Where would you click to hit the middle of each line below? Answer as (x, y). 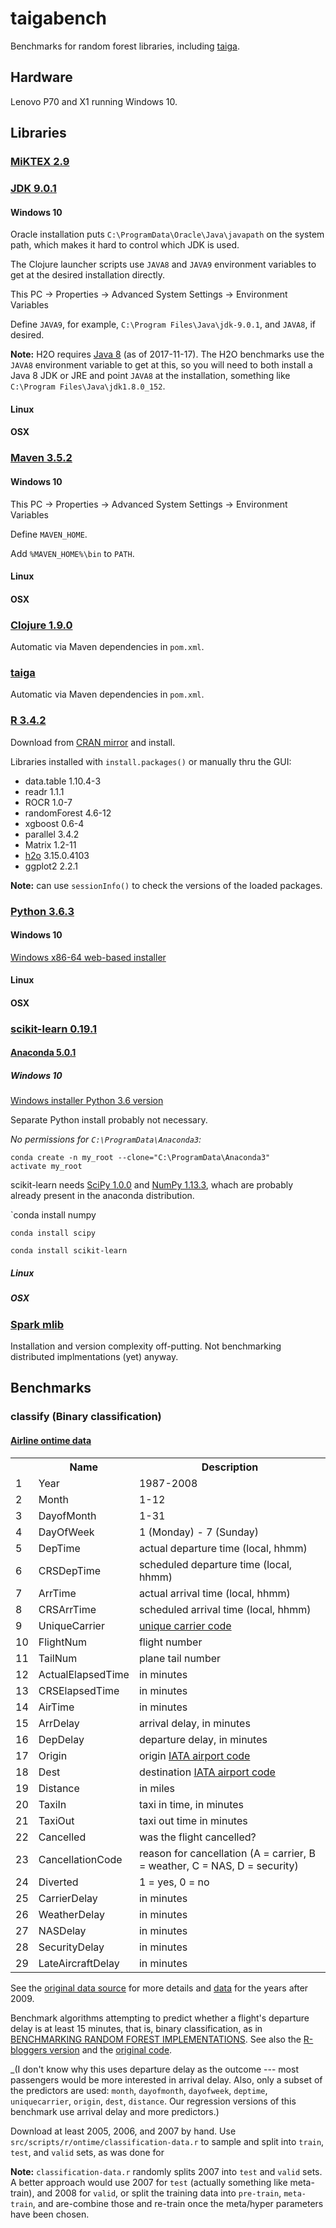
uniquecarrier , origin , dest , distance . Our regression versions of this (153, 2101)
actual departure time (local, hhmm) (223, 1548)
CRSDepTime (69, 1570)
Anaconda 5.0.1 (43, 1053)
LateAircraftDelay (79, 1963)
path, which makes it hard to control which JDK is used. (125, 245)
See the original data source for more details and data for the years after (159, 1988)
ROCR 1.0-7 (48, 802)
